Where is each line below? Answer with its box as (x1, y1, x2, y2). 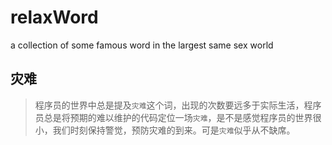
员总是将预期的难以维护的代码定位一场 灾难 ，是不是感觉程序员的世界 (34, 111, 313, 123)
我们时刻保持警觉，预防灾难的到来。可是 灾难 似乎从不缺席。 (52, 124, 296, 136)
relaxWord (10, 6, 99, 29)
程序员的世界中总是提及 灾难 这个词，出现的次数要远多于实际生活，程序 (34, 99, 322, 111)
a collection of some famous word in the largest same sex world (10, 39, 274, 51)
